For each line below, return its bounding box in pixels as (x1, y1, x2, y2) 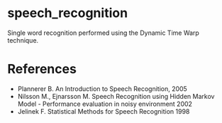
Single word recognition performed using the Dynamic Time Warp (7, 28, 200, 37)
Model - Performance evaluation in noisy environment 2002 (17, 100, 193, 108)
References (7, 61, 77, 77)
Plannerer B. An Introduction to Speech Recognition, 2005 (17, 84, 188, 93)
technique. (7, 36, 39, 44)
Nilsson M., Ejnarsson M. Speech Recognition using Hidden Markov (17, 92, 215, 100)
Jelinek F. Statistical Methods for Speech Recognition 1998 (17, 107, 190, 115)
